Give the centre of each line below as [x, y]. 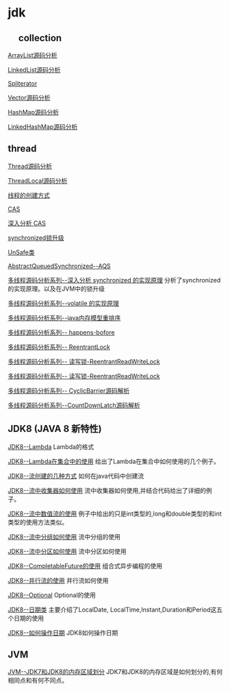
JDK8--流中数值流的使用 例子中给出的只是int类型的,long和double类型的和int [115, 513]
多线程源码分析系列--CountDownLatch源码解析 [74, 405]
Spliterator [23, 83]
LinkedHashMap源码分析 [43, 127]
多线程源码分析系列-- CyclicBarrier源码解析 [69, 390]
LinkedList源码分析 [34, 70]
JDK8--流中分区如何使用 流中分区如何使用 [67, 551]
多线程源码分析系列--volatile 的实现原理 [63, 303]
